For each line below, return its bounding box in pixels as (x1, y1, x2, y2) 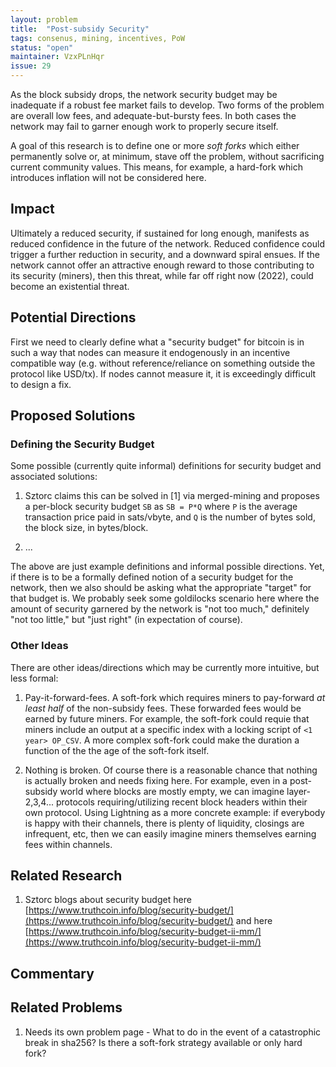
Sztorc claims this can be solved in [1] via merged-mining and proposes (24, 490, 320, 502)
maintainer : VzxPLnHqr (10, 52, 105, 62)
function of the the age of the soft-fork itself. (24, 744, 210, 756)
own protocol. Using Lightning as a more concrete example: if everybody (24, 806, 326, 818)
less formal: (10, 672, 59, 684)
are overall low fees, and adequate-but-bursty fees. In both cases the (10, 110, 297, 121)
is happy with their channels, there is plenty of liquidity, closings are (24, 817, 305, 829)
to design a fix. (10, 378, 72, 390)
